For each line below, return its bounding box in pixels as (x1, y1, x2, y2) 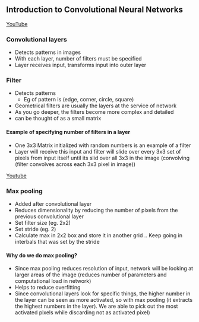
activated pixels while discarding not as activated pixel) (14, 309, 150, 316)
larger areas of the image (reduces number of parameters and (14, 271, 168, 278)
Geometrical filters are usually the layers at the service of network (14, 102, 177, 109)
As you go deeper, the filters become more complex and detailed (14, 109, 174, 116)
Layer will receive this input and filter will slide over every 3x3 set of (14, 148, 181, 155)
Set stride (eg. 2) (14, 225, 56, 232)
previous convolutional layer (14, 213, 84, 220)
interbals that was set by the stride (14, 238, 100, 245)
